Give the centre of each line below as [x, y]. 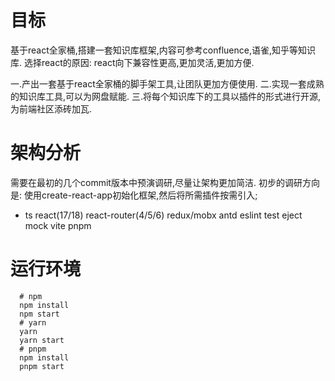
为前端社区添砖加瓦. [51, 108]
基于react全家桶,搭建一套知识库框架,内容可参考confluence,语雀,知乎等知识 [163, 50]
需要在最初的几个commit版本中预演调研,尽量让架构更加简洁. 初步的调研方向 [165, 182]
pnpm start [42, 366]
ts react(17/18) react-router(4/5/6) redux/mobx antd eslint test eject [163, 215]
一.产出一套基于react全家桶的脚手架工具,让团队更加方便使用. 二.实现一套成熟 [167, 83]
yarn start [42, 340]
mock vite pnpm [58, 225]
